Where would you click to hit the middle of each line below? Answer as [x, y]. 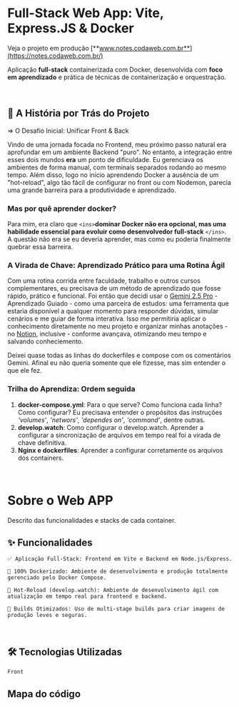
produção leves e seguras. [47, 616]
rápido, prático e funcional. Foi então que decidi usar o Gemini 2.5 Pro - [113, 296]
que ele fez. [25, 371]
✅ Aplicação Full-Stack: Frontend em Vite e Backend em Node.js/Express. [120, 559]
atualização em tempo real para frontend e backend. [87, 597]
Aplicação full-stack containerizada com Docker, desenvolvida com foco [115, 69]
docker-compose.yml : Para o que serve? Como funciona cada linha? [120, 404]
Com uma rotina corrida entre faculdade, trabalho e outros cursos [104, 281]
